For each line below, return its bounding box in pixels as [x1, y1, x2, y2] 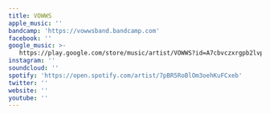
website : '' [8, 86, 48, 95]
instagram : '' [8, 57, 56, 65]
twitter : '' [8, 79, 48, 87]
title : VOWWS [8, 11, 52, 20]
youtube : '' [8, 94, 48, 102]
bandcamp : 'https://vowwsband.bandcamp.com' [8, 26, 160, 35]
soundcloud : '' [8, 64, 59, 72]
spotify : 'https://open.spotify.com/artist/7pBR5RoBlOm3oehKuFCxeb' [8, 71, 243, 79]
